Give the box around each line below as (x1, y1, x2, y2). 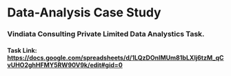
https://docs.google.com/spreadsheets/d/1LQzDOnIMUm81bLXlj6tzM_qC (7, 53, 224, 62)
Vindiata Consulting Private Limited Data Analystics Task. (7, 29, 205, 39)
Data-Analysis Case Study (7, 5, 161, 21)
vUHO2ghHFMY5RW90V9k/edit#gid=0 (7, 60, 123, 69)
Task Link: (7, 46, 37, 54)
